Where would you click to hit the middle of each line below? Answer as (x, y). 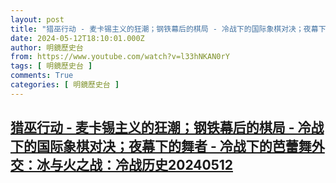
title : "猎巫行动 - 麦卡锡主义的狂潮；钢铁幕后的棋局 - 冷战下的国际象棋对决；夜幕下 (168, 29)
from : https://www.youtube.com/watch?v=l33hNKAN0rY (120, 57)
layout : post (37, 19)
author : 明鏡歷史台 (47, 47)
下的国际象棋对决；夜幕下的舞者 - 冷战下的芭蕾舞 (161, 146)
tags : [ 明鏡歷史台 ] (51, 66)
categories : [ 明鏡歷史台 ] (65, 85)
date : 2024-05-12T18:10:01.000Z (77, 38)
